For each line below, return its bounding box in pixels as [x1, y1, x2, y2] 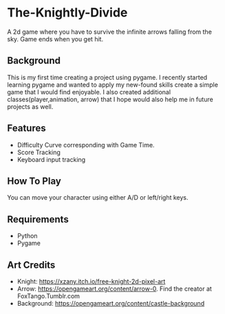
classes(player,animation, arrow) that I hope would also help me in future [7, 95, 213, 103]
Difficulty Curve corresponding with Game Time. [17, 140, 155, 149]
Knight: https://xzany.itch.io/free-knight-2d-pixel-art [17, 278, 166, 285]
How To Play [7, 175, 62, 187]
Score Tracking [17, 148, 61, 156]
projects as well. [7, 102, 54, 111]
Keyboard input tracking [17, 155, 86, 163]
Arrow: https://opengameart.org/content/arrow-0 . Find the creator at [17, 284, 212, 293]
